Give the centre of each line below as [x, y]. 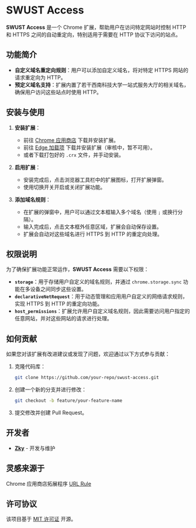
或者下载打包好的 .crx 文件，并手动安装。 [74, 155]
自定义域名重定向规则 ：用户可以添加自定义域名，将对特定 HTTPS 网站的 [102, 70]
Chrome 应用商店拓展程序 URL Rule [49, 483]
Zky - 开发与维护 [35, 448]
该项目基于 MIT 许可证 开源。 [41, 519]
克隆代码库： [30, 367]
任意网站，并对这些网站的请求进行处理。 [63, 319]
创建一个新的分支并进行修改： [50, 390]
